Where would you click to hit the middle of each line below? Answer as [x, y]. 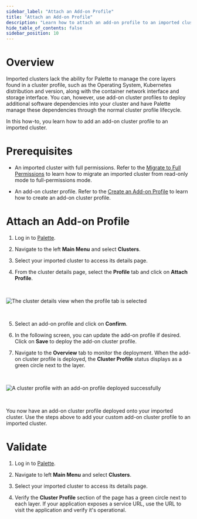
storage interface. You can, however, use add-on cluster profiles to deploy [96, 98]
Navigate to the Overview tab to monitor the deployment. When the [96, 353]
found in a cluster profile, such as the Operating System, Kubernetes [89, 85]
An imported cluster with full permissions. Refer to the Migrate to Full [98, 168]
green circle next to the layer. [50, 365]
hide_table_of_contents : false [44, 28]
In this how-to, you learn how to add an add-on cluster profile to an [87, 122]
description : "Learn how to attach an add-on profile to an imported [93, 22]
